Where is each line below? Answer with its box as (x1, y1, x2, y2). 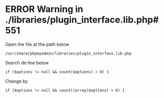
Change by (5, 78, 28, 84)
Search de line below (5, 59, 49, 65)
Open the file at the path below (5, 41, 69, 47)
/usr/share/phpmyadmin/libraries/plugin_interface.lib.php (5, 51, 132, 56)
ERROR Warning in (5, 3, 84, 15)
